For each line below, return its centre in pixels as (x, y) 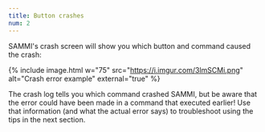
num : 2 (19, 23)
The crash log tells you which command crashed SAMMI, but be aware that (133, 94)
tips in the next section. (47, 119)
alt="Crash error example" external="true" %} (84, 78)
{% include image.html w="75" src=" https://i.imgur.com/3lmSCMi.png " (126, 70)
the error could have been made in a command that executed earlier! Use (130, 102)
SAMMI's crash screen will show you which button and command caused (130, 46)
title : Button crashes (46, 16)
